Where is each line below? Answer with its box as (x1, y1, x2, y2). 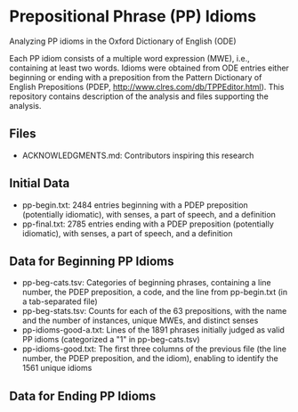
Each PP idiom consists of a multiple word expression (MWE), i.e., (9, 53, 251, 63)
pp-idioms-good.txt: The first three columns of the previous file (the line (21, 343, 287, 354)
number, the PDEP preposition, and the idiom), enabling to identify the (21, 353, 278, 364)
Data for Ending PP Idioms (9, 388, 157, 403)
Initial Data (9, 176, 70, 191)
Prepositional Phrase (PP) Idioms (9, 6, 256, 27)
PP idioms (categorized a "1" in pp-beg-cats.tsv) (21, 334, 200, 345)
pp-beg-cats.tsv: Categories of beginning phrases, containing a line (21, 277, 271, 288)
